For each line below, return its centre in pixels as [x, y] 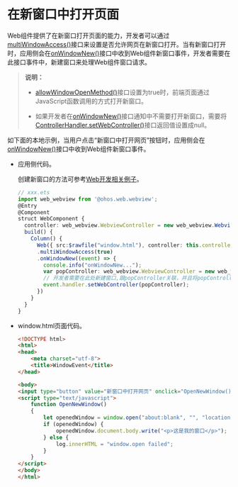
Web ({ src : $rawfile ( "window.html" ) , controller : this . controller [135, 245]
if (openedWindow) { [74, 425]
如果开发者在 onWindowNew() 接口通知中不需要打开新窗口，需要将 [131, 116]
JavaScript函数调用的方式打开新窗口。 [91, 101]
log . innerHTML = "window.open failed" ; [114, 444]
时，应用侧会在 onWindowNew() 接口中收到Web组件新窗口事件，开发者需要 [116, 53]
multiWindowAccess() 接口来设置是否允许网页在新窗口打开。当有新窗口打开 [117, 44]
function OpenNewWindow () [69, 405]
